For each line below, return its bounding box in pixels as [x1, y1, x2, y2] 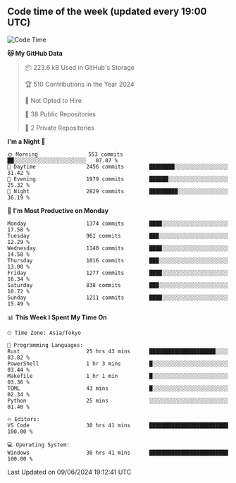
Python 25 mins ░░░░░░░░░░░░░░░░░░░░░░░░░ [7, 397, 229, 404]
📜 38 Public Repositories [24, 109, 97, 118]
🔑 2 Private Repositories [24, 123, 95, 132]
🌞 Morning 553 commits [7, 151, 123, 158]
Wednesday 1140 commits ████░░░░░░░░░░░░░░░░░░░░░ [7, 245, 229, 252]
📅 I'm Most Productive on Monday [7, 206, 109, 214]
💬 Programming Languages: [7, 341, 83, 348]
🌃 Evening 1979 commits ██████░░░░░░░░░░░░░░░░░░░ [7, 176, 229, 183]
